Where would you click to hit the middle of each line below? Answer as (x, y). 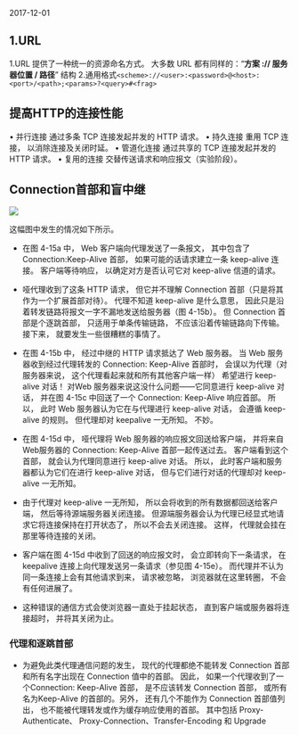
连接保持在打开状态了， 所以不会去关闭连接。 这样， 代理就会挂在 (166, 524)
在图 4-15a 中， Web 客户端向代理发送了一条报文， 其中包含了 (136, 248)
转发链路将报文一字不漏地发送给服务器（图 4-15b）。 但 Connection (153, 312)
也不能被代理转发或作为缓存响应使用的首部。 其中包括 (138, 709)
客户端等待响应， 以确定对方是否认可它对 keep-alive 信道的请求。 (160, 270)
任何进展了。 (53, 589)
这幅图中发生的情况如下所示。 (64, 229)
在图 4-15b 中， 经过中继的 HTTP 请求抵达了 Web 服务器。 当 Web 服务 (153, 353)
